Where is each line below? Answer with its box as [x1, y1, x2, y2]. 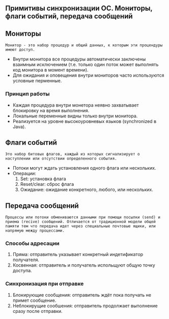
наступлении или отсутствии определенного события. [5, 156, 117, 162]
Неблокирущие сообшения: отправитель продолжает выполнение [12, 302, 158, 309]
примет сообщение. [12, 297, 57, 303]
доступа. [12, 268, 32, 274]
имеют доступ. [5, 47, 36, 52]
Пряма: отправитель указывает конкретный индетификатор [12, 251, 144, 258]
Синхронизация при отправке [5, 280, 84, 288]
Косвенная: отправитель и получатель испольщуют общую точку [12, 262, 155, 268]
